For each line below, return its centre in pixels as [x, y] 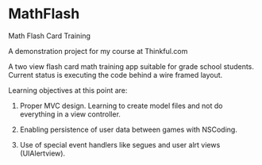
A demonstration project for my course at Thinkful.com [98, 51]
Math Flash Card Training [50, 36]
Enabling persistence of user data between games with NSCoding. [129, 129]
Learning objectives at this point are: [68, 90]
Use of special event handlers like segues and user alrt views [120, 144]
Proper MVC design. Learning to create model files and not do [121, 106]
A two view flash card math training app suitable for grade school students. [131, 66]
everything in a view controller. [70, 114]
